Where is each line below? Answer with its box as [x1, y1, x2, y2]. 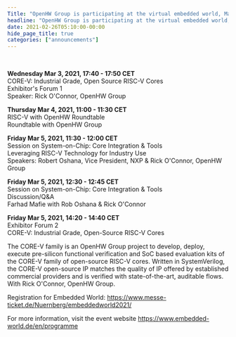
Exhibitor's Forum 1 [7, 84, 63, 93]
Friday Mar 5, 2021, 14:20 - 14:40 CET [7, 214, 119, 222]
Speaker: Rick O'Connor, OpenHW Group [7, 92, 126, 101]
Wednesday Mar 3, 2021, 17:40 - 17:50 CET [7, 70, 136, 78]
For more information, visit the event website [7, 314, 137, 323]
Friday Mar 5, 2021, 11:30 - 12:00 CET [7, 134, 118, 143]
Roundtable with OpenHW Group [7, 120, 103, 129]
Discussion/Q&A [7, 193, 55, 201]
